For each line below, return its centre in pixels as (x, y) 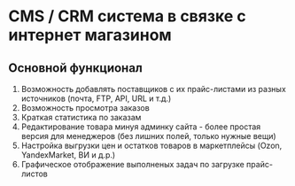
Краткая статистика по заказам (81, 117)
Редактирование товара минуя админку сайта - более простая (141, 127)
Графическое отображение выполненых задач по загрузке (132, 164)
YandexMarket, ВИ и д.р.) (68, 155)
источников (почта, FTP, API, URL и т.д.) (96, 98)
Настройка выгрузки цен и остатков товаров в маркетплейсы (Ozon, (151, 145)
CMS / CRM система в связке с (127, 16)
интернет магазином (90, 35)
